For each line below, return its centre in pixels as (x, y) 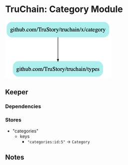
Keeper (17, 92)
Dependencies (23, 106)
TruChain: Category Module (64, 9)
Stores (13, 120)
